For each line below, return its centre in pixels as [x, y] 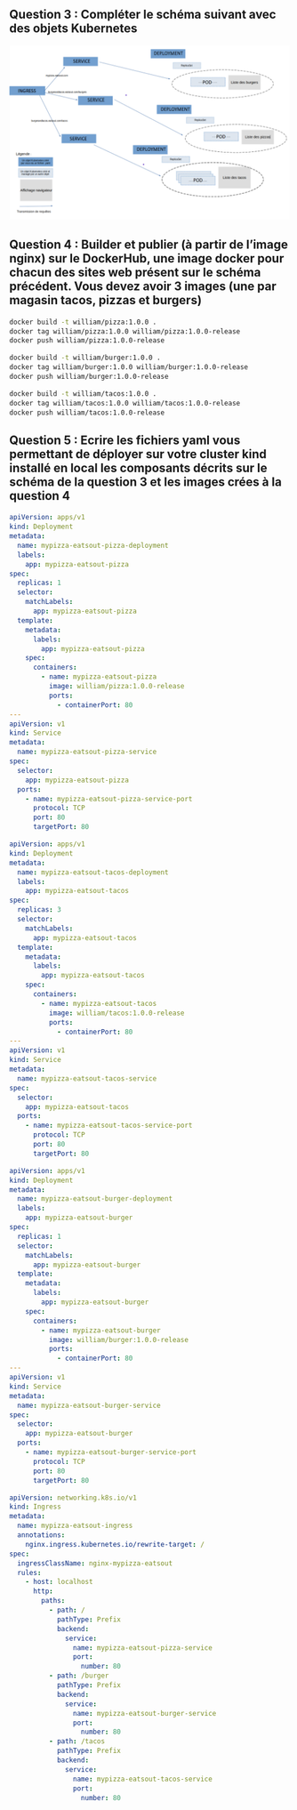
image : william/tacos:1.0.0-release [116, 1013]
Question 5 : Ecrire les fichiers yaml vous [125, 440]
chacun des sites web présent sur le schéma [135, 273]
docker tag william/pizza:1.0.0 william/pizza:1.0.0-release [125, 331]
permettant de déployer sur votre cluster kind [138, 454]
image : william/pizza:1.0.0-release [116, 687]
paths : [53, 1601]
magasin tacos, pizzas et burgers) [106, 300]
